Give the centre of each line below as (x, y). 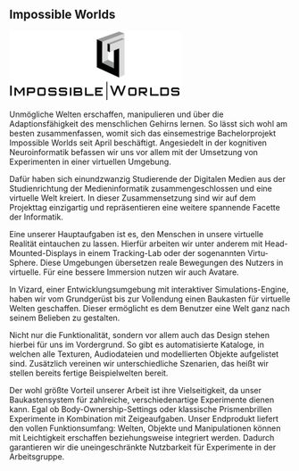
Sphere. (24, 262)
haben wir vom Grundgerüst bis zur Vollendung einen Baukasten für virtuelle (150, 299)
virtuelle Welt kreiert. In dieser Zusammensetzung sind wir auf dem (133, 198)
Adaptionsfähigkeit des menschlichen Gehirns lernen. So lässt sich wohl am (149, 123)
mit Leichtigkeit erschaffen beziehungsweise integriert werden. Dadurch (142, 437)
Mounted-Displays (43, 252)
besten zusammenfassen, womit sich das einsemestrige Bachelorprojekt (143, 133)
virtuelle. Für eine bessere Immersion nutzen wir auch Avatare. (124, 272)
